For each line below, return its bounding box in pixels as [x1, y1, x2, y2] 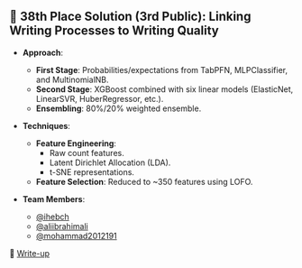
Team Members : [22, 193, 86, 204]
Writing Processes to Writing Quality [9, 23, 219, 39]
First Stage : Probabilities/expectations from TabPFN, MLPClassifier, [35, 64, 288, 75]
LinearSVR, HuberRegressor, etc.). [35, 93, 164, 104]
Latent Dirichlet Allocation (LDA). [49, 157, 171, 168]
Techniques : [22, 120, 70, 131]
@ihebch [35, 211, 69, 222]
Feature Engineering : [35, 137, 117, 149]
